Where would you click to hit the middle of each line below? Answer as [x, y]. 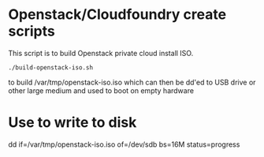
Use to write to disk [73, 123]
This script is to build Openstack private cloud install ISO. [101, 53]
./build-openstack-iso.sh [50, 67]
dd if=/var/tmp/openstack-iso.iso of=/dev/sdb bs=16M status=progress [124, 144]
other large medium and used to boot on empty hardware [101, 90]
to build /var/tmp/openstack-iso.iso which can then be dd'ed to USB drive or [132, 82]
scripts [32, 31]
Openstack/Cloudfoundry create [117, 15]
